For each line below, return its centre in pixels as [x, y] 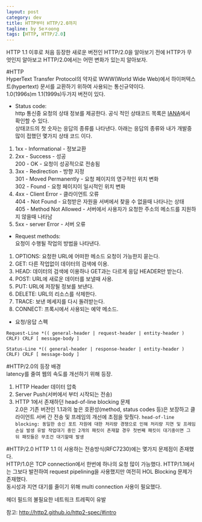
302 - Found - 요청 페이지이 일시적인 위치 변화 [70, 186]
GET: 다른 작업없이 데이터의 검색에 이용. [62, 264]
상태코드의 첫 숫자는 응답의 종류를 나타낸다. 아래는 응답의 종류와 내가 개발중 [103, 129]
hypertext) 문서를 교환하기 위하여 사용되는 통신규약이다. [79, 87]
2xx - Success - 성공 [40, 156]
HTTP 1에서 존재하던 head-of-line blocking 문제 [73, 402]
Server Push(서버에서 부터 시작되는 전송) [64, 394]
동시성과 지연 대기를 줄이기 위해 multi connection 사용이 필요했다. [84, 487]
